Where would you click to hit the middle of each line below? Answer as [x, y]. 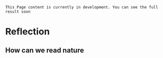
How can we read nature [45, 50]
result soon [18, 12]
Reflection [28, 32]
